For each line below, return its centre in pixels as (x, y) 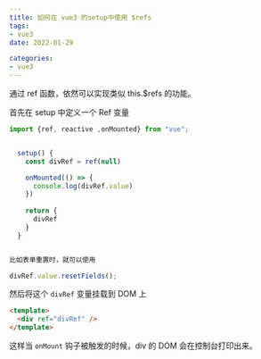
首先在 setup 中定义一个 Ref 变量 (69, 112)
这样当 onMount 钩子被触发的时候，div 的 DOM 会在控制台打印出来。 (134, 346)
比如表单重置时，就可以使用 (53, 260)
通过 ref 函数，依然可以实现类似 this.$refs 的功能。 (102, 93)
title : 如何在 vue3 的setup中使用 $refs (81, 17)
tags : (19, 26)
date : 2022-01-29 (41, 42)
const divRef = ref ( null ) (73, 162)
